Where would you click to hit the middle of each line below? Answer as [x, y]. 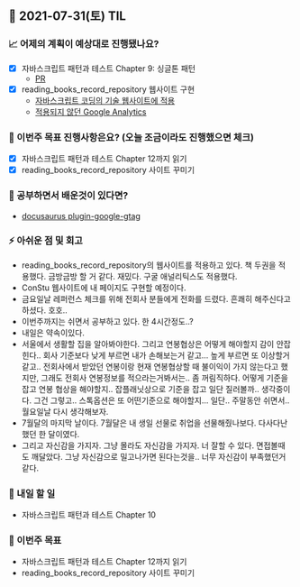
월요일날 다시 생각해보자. [65, 411]
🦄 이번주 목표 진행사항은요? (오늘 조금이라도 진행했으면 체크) [131, 137]
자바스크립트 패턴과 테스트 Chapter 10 [89, 515]
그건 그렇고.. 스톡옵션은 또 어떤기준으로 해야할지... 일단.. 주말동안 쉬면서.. [162, 400]
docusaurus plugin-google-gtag [81, 216]
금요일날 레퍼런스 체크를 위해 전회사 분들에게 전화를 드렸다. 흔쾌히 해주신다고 [156, 298]
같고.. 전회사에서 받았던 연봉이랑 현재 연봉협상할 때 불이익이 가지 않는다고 [150, 366]
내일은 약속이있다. [53, 333]
